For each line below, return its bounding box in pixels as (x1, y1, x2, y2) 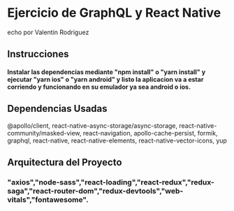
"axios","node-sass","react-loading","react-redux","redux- (7, 177, 214, 187)
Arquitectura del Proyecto (7, 157, 122, 168)
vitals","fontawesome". (7, 195, 89, 205)
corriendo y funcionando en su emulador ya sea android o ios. (7, 82, 191, 91)
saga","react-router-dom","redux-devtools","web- (7, 187, 184, 196)
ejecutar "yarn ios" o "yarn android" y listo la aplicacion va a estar (7, 75, 204, 83)
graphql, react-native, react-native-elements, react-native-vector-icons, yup (7, 136, 227, 145)
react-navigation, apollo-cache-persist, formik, (82, 129, 218, 137)
